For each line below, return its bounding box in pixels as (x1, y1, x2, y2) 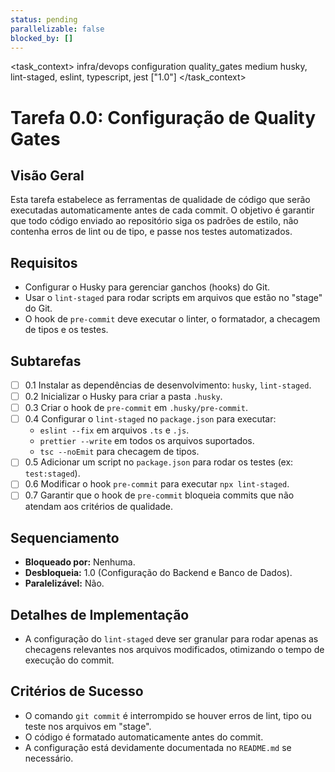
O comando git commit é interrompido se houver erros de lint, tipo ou (24, 709, 312, 721)
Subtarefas (10, 352, 82, 370)
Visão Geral (10, 167, 85, 184)
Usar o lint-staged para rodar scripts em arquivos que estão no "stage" (24, 292, 323, 304)
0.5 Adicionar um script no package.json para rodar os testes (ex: (24, 456, 294, 468)
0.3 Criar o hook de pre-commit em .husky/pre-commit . (24, 402, 248, 414)
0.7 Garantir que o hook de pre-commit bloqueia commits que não (24, 489, 295, 501)
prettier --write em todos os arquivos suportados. (39, 435, 255, 447)
